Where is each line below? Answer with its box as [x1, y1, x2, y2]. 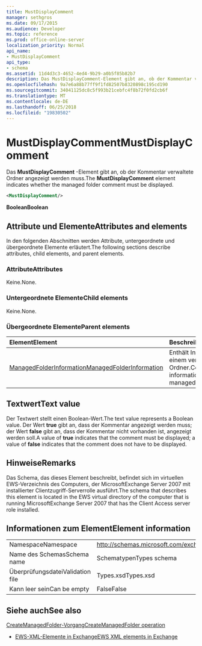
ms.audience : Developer [6, 25, 66, 32]
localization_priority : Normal [6, 43, 85, 49]
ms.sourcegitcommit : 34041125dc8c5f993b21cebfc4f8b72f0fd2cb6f [6, 87, 168, 93]
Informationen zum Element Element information [6, 523, 191, 533]
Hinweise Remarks [6, 458, 76, 468]
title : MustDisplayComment [6, 8, 74, 15]
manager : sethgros [6, 14, 52, 20]
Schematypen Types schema [96, 554, 177, 562]
